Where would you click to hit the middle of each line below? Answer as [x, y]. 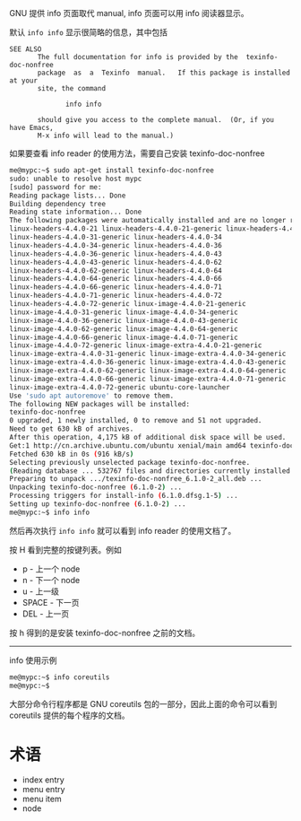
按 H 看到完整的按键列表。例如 [66, 549]
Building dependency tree [57, 204]
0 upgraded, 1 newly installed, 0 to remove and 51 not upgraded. [136, 421]
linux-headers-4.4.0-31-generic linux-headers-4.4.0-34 [116, 237]
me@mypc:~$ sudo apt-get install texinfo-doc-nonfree [112, 170]
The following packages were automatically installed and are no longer [148, 221]
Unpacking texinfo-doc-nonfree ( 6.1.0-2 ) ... [95, 487]
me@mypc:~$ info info [50, 512]
